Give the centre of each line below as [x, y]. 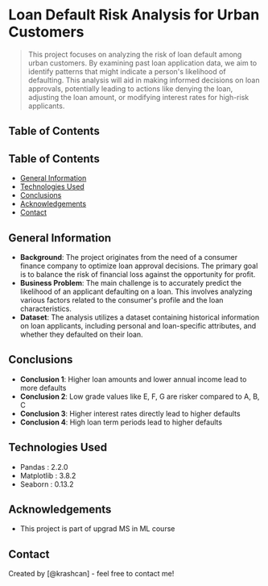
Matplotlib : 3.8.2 [48, 475]
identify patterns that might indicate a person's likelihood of [127, 71]
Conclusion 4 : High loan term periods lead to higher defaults [121, 422]
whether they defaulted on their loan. [81, 334]
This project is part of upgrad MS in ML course [97, 529]
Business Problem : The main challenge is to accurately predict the [131, 283]
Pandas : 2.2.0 [44, 467]
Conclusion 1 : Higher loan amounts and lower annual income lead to [133, 379]
